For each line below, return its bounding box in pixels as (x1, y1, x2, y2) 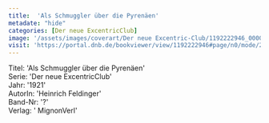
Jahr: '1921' (8, 81, 46, 90)
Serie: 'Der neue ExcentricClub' (8, 72, 112, 81)
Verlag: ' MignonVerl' (8, 105, 78, 116)
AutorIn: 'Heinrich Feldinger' (8, 89, 102, 98)
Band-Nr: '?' (8, 97, 49, 107)
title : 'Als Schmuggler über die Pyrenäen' (8, 11, 159, 20)
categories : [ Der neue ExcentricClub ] (8, 26, 138, 34)
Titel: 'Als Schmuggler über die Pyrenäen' (8, 63, 146, 73)
